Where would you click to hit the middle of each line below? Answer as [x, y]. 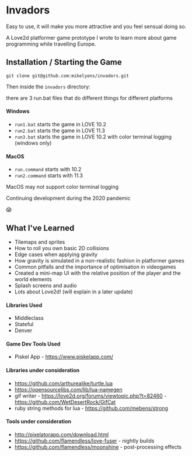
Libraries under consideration [43, 370]
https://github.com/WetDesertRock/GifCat [65, 402]
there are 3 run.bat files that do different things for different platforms [90, 98]
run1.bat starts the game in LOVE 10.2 [60, 124]
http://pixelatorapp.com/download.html [62, 434]
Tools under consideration [39, 422]
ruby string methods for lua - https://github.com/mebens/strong [91, 408]
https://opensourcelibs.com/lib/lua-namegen [68, 389]
